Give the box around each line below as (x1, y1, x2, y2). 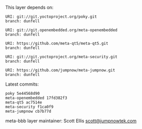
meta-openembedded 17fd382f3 (5, 95, 67, 100)
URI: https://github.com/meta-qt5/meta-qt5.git (5, 41, 109, 46)
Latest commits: (5, 81, 39, 87)
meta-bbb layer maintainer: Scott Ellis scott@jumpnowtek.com (5, 118, 137, 124)
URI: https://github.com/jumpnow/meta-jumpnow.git (5, 68, 115, 73)
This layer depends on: (5, 5, 54, 10)
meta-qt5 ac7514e (5, 100, 42, 105)
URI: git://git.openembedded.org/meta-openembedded (5, 28, 117, 33)
